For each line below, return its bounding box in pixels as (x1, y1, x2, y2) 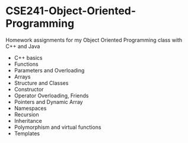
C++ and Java (5, 43, 40, 50)
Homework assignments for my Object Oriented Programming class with (5, 36, 183, 43)
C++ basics (14, 54, 43, 61)
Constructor (14, 85, 44, 93)
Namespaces (14, 104, 47, 112)
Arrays (14, 73, 31, 80)
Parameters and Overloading (14, 66, 85, 74)
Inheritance (14, 117, 43, 124)
